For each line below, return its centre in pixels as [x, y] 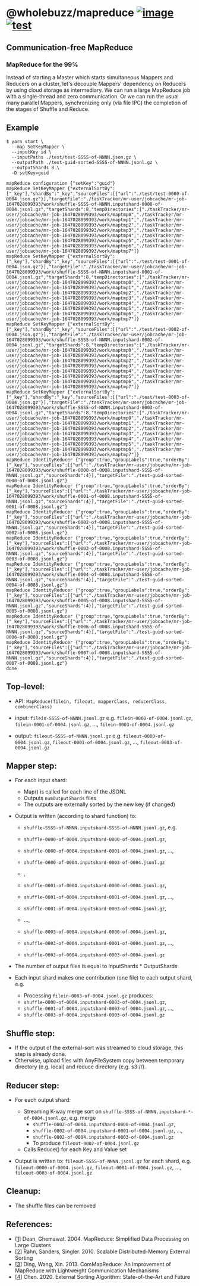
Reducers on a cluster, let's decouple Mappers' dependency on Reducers [96, 83]
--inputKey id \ [31, 152]
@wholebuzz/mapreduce [70, 13]
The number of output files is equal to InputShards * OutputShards [96, 966]
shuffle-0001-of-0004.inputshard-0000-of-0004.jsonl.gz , [95, 885]
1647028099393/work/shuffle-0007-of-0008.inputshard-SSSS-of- [85, 653]
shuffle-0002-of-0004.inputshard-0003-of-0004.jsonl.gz [103, 1137]
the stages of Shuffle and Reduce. [48, 109]
